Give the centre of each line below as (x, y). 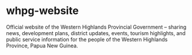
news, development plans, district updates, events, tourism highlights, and (96, 33)
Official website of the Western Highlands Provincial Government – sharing (96, 27)
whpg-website (43, 11)
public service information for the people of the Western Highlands (87, 39)
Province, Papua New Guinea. (42, 46)
